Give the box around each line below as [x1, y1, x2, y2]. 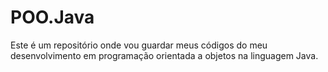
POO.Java [10, 6, 95, 29]
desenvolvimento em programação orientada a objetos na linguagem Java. [10, 49, 319, 61]
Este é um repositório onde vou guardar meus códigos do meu [10, 39, 268, 51]
